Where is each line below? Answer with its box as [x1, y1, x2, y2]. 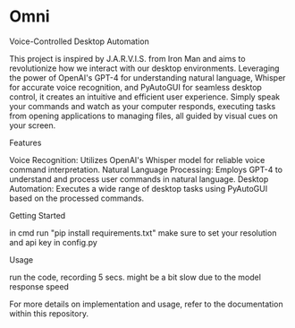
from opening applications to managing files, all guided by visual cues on [9, 110, 279, 121]
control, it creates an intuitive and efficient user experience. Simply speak [9, 91, 280, 102]
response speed [9, 281, 70, 292]
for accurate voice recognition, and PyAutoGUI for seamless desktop [9, 82, 262, 92]
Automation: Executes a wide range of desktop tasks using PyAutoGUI [9, 183, 268, 194]
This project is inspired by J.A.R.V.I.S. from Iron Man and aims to [9, 53, 246, 64]
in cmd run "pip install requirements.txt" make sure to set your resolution [9, 227, 277, 238]
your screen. [9, 119, 56, 131]
